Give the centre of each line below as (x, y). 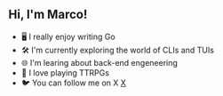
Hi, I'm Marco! (48, 15)
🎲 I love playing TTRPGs (65, 72)
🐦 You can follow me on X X (73, 83)
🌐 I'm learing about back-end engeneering (100, 62)
